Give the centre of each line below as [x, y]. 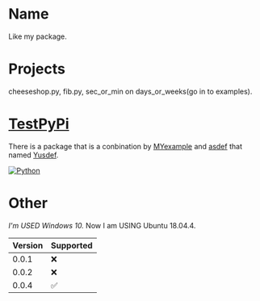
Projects [37, 69]
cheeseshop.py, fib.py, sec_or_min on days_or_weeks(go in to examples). [130, 91]
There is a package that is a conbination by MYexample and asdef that [125, 146]
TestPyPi [39, 124]
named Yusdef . [34, 155]
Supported [72, 245]
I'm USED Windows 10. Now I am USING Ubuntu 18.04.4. [102, 225]
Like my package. [38, 36]
